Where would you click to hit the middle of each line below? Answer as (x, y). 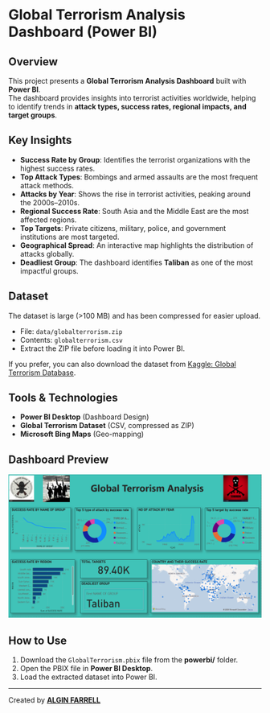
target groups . (33, 115)
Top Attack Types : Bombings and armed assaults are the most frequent (139, 177)
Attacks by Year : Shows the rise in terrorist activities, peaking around (135, 194)
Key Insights (40, 140)
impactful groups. (49, 270)
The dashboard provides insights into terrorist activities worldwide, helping (132, 98)
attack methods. (47, 185)
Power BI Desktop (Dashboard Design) (84, 417)
